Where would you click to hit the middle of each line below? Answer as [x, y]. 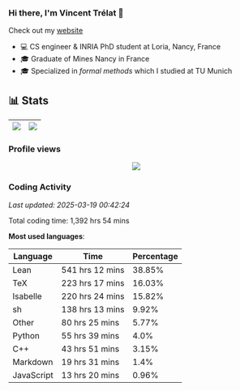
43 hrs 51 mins [90, 349]
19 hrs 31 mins [90, 362]
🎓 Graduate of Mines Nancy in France [85, 59]
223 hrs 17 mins [93, 283]
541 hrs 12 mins [93, 270]
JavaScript [33, 375]
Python [26, 335]
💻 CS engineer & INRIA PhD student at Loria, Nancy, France [120, 47]
